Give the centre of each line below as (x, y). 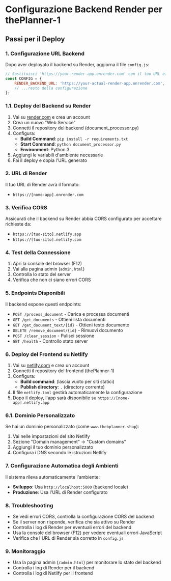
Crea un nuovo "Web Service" (44, 122)
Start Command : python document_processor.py (70, 144)
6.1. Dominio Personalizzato (40, 415)
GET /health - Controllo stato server (50, 341)
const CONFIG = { (24, 78)
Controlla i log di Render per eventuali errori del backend (72, 527)
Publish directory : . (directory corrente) (63, 387)
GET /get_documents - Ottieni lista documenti (59, 319)
